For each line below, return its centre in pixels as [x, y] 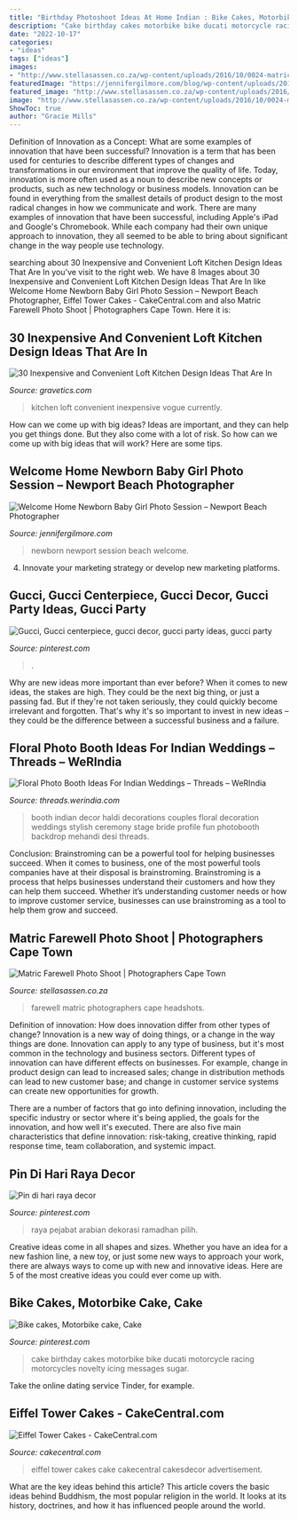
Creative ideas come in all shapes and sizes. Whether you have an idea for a [149, 1247]
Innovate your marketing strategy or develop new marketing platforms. [151, 567]
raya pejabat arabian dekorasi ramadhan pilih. [114, 1230]
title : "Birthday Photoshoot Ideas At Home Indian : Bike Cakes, [132, 17]
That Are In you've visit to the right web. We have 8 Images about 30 [134, 273]
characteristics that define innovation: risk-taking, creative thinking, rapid [143, 1136]
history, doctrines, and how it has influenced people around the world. [137, 1505]
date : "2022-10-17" [45, 34]
